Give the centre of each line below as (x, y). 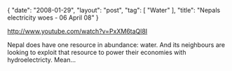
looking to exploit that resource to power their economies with (97, 52)
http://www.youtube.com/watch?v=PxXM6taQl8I (77, 31)
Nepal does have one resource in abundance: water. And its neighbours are (116, 45)
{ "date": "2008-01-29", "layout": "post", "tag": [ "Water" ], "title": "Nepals (114, 10)
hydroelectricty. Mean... (42, 60)
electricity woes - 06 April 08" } (53, 18)
